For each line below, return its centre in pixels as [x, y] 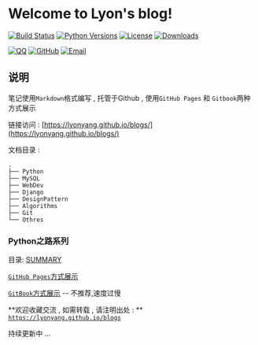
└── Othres [26, 220]
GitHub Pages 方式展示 [43, 276]
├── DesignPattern [38, 199]
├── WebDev [26, 185]
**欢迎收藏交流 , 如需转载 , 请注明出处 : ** [76, 310]
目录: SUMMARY [35, 260]
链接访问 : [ [26, 124]
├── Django [26, 192]
